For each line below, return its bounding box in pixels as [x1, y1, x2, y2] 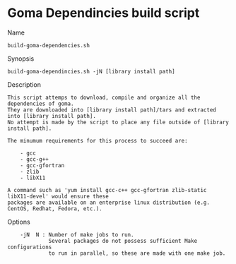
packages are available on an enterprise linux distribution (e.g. [7, 199, 211, 206]
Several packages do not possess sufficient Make [48, 237, 198, 244]
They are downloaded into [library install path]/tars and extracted [7, 106, 217, 114]
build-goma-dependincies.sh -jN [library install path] [7, 68, 175, 75]
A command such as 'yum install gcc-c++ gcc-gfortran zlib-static [7, 186, 207, 193]
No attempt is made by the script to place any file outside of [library [7, 119, 230, 126]
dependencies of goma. [7, 100, 74, 107]
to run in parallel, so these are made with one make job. [48, 249, 226, 257]
